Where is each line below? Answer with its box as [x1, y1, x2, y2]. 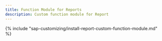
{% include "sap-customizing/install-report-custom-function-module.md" [5, 25, 158, 31]
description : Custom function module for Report [5, 12, 109, 17]
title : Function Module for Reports [5, 7, 82, 12]
